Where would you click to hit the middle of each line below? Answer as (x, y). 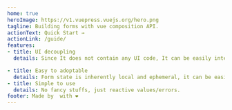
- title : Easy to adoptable (48, 70)
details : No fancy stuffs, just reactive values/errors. (97, 90)
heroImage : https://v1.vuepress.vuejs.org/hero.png (83, 20)
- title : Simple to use (41, 83)
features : (21, 45)
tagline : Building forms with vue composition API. (83, 26)
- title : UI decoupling (41, 52)
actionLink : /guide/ (37, 39)
